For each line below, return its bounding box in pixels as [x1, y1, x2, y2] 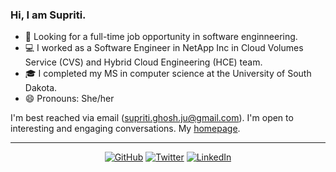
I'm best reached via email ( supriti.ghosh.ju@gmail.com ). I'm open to [10, 112, 294, 124]
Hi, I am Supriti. [10, 8, 87, 22]
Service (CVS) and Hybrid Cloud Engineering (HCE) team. [24, 56, 263, 68]
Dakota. [24, 82, 58, 94]
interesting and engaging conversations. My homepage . [10, 123, 241, 135]
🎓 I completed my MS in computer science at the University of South [24, 68, 312, 80]
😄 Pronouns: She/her [24, 93, 115, 105]
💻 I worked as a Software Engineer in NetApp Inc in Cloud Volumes [24, 42, 304, 54]
